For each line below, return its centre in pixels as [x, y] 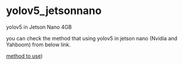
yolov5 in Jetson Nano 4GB [39, 27]
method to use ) [24, 56]
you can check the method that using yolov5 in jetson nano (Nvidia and [92, 38]
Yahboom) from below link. [39, 45]
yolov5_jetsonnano [54, 11]
